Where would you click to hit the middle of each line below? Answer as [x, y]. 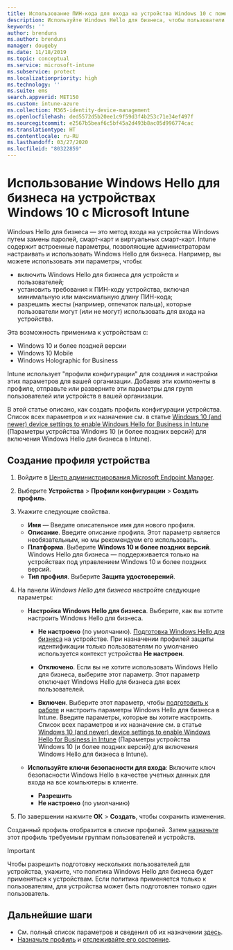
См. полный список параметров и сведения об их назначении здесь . [120, 932]
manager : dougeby [32, 46]
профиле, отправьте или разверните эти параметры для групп [100, 388]
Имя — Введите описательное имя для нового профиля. [111, 525]
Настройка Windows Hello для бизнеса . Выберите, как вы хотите [125, 610]
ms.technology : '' [34, 85]
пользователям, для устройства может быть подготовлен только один [112, 886]
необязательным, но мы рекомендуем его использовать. [113, 539]
